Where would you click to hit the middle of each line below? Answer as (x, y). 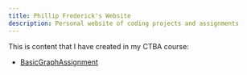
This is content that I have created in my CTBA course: (99, 46)
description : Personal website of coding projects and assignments (124, 23)
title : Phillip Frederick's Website (70, 16)
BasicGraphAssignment (59, 62)
